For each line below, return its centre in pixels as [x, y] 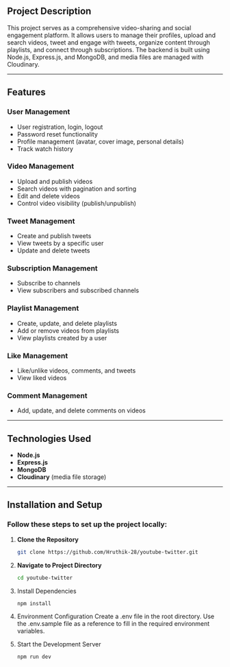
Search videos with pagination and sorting [77, 189]
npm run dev [34, 657]
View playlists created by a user [62, 338]
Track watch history [45, 149]
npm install [34, 603]
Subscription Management [52, 268]
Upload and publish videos [55, 181]
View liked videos [42, 377]
